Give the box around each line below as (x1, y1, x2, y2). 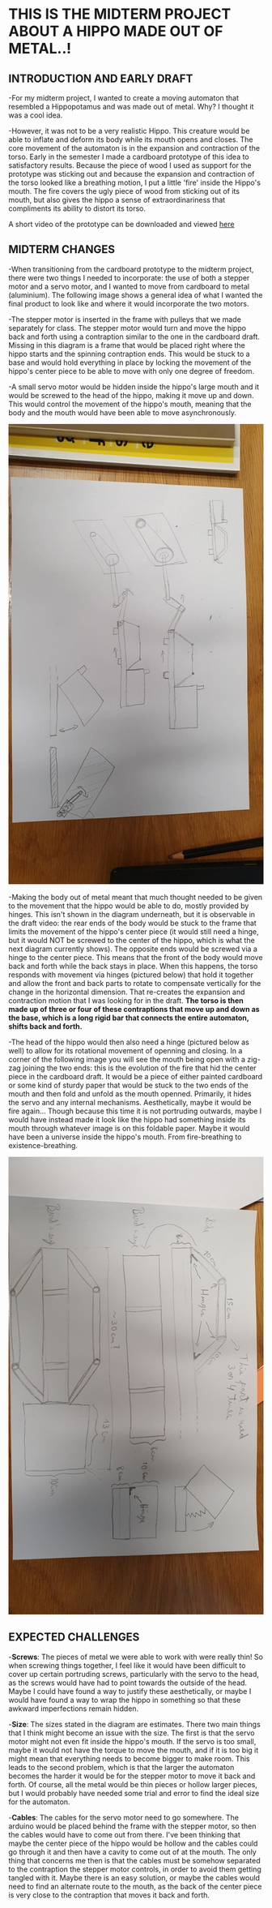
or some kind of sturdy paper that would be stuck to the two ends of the (8, 1080, 249, 1091)
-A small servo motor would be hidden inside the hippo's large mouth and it (8, 382, 260, 392)
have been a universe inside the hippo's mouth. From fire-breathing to (8, 1132, 242, 1142)
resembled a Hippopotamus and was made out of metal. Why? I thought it (8, 102, 254, 111)
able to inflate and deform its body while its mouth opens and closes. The (8, 135, 253, 144)
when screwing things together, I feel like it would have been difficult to (8, 1660, 246, 1670)
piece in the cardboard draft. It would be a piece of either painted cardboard (8, 1072, 263, 1082)
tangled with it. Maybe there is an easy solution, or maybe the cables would (8, 1872, 261, 1882)
